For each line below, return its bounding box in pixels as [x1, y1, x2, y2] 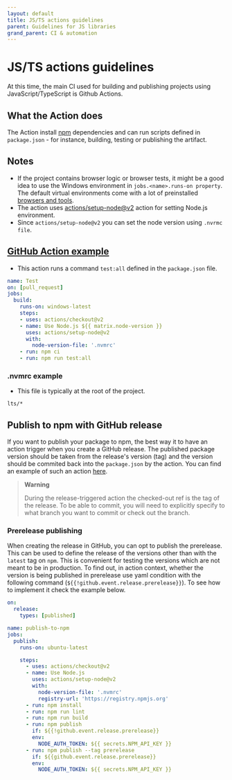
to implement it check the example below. [7, 586, 126, 594]
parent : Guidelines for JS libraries [7, 23, 116, 30]
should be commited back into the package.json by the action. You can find [7, 460, 222, 468]
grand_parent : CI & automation [7, 29, 98, 37]
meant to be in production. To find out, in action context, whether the [7, 564, 204, 572]
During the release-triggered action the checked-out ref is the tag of [24, 494, 220, 503]
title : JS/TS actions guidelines [7, 17, 104, 24]
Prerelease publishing [7, 526, 83, 536]
